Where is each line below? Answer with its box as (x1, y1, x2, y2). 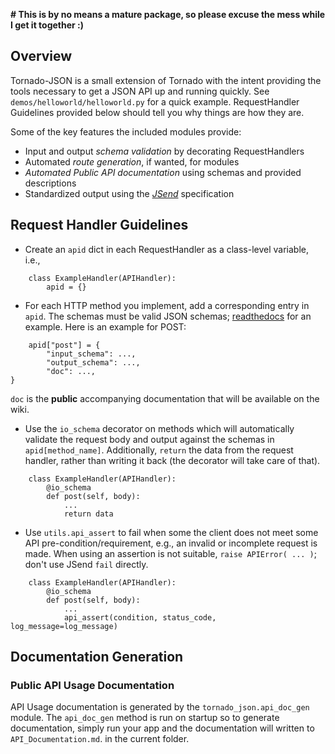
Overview (10, 48, 73, 65)
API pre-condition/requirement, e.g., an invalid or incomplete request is (24, 537, 318, 549)
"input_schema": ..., (46, 349, 137, 359)
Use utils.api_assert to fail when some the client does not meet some (24, 526, 319, 538)
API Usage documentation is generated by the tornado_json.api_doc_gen (10, 701, 310, 713)
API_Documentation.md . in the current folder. (10, 733, 190, 745)
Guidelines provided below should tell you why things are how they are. (10, 106, 305, 118)
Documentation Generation (10, 649, 184, 666)
